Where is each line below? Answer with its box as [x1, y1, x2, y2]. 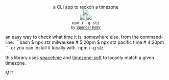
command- [140, 34, 163, 40]
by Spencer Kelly [70, 25, 101, 30]
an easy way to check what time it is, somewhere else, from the [5, 34, 139, 40]
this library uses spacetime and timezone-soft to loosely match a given [5, 55, 154, 61]
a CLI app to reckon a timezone [53, 4, 119, 10]
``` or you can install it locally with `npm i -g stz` [5, 45, 105, 50]
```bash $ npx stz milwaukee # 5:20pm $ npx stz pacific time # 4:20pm [15, 39, 164, 45]
